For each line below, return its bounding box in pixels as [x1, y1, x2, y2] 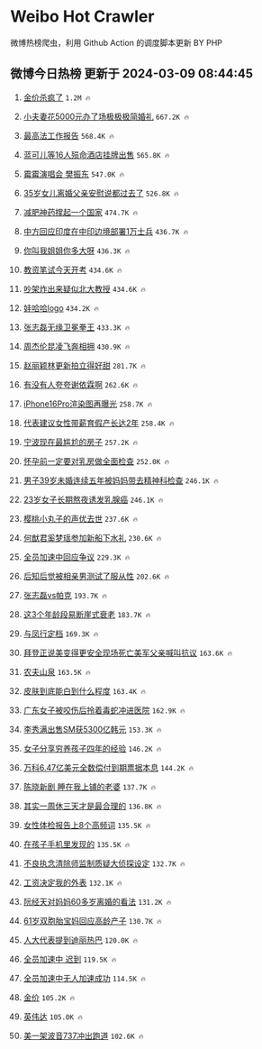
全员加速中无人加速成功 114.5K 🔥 [23, 972, 147, 983]
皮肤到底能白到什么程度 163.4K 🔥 [23, 685, 147, 696]
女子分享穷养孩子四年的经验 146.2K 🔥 [23, 743, 162, 753]
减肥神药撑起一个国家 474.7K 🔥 [23, 206, 139, 217]
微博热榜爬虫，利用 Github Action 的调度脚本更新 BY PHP [10, 37, 223, 48]
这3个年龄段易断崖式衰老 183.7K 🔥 [23, 608, 151, 619]
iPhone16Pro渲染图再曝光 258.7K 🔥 [23, 398, 153, 409]
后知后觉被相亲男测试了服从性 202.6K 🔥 [23, 570, 170, 581]
